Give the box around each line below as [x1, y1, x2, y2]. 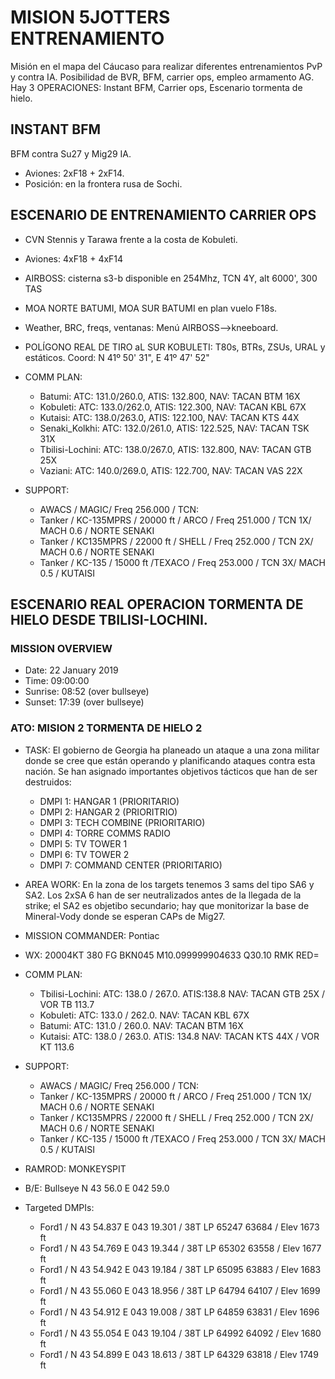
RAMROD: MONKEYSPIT [24, 1162, 127, 1175]
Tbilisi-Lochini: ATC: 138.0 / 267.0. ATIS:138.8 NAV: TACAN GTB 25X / [39, 987, 326, 1000]
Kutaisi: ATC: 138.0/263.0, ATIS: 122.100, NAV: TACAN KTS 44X [39, 411, 300, 423]
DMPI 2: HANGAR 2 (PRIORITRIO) [39, 806, 178, 818]
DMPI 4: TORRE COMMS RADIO [39, 827, 172, 839]
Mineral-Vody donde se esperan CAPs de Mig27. [24, 910, 226, 922]
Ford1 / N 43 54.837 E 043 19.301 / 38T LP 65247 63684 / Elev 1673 [39, 1221, 320, 1233]
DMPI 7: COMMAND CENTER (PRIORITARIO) [39, 859, 223, 871]
